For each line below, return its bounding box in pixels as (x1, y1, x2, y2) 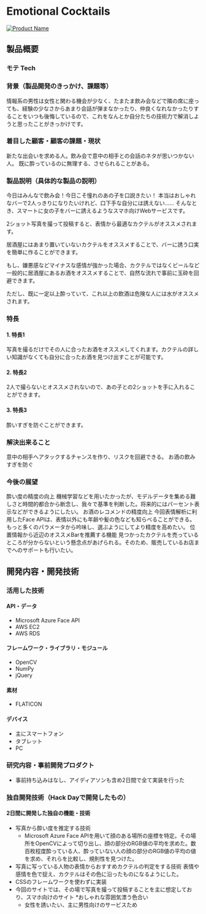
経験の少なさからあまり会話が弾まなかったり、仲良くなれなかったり (21, 104, 194, 112)
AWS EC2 (15, 623, 40, 630)
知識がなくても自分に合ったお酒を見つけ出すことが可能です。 (11, 353, 167, 361)
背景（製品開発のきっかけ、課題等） (6, 82, 113, 90)
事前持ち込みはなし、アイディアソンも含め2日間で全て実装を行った (15, 776, 185, 784)
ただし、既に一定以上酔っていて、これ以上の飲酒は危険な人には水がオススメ (6, 290, 199, 297)
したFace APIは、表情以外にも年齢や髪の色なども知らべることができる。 (11, 516, 195, 523)
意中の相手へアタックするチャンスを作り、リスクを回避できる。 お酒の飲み (6, 453, 196, 460)
